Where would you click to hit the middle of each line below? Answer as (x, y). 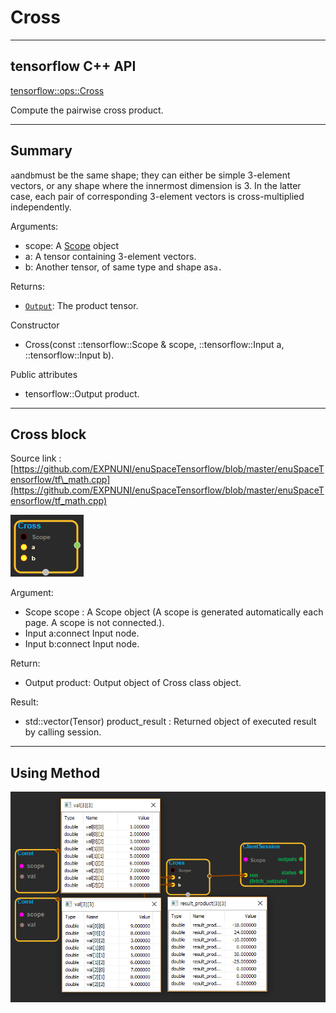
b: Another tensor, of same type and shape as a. (123, 267)
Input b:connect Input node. (82, 644)
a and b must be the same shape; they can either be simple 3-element (150, 175)
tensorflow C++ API (73, 66)
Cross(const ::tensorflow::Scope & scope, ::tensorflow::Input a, (154, 344)
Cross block (48, 434)
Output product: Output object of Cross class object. (133, 683)
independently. (41, 207)
